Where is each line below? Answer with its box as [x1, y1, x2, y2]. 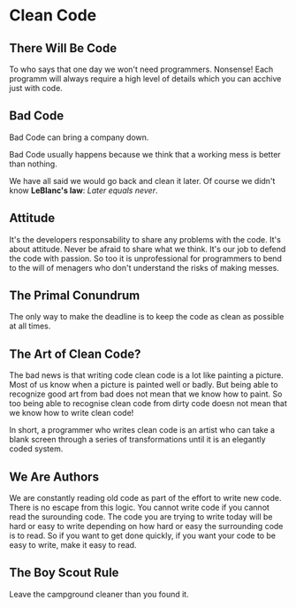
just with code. [9, 83, 64, 93]
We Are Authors [9, 469, 100, 484]
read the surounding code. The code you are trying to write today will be [9, 512, 273, 522]
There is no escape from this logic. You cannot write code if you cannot [9, 502, 269, 513]
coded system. [9, 443, 64, 454]
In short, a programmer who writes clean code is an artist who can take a [9, 425, 276, 435]
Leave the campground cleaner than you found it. [9, 589, 189, 599]
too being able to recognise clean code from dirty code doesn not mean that [9, 398, 287, 409]
